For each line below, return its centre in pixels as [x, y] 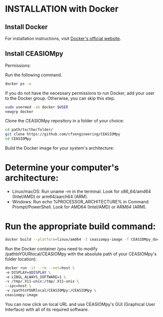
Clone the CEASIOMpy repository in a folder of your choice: [65, 121]
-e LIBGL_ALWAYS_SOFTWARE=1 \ [36, 277]
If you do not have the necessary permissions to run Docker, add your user [80, 93]
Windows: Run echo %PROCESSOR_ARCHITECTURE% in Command [80, 202]
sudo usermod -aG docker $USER [37, 107]
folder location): [21, 259]
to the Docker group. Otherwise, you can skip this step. [60, 98]
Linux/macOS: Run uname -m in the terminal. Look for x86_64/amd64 [81, 191]
